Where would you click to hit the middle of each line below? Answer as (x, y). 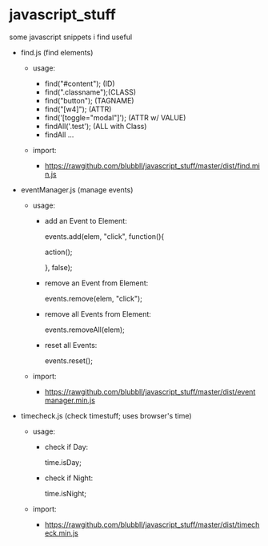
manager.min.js (70, 400)
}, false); (58, 267)
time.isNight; (66, 493)
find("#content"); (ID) (80, 83)
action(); (58, 252)
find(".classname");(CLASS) (90, 92)
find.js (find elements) (57, 52)
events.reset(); (68, 360)
